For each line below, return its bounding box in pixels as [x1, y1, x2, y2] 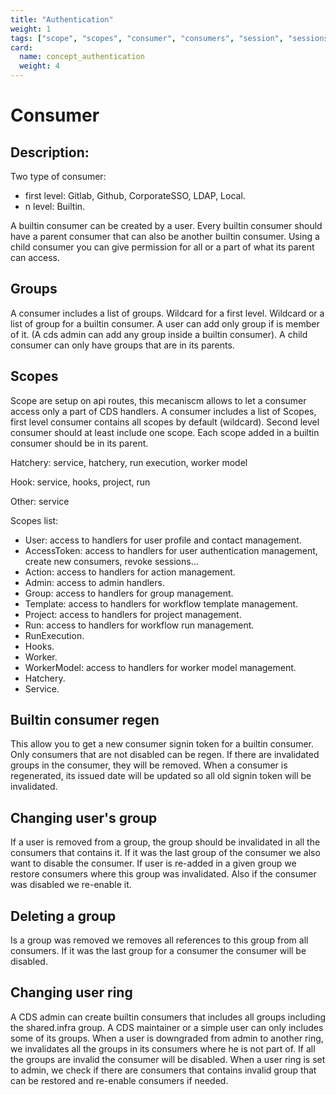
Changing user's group [10, 809, 158, 826]
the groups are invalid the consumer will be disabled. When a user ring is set [10, 1053, 326, 1065]
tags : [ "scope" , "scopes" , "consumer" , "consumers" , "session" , [10, 33, 284, 43]
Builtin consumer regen [10, 712, 160, 729]
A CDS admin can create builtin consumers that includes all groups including [10, 1011, 327, 1023]
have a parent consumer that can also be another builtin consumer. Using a [10, 231, 320, 242]
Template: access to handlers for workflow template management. [24, 597, 299, 610]
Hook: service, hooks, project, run [10, 476, 151, 488]
